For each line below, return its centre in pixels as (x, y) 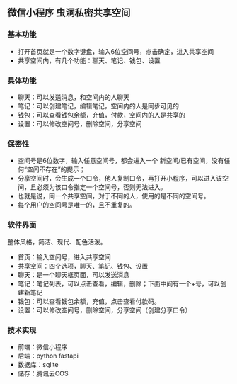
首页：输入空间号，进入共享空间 (64, 256)
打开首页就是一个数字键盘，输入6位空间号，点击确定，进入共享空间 (116, 51)
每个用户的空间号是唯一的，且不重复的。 (76, 205)
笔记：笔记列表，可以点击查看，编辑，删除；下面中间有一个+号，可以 (119, 283)
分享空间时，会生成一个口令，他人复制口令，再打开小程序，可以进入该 (120, 179)
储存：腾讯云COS (43, 373)
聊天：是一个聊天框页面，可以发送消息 (73, 274)
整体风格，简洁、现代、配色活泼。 (57, 242)
